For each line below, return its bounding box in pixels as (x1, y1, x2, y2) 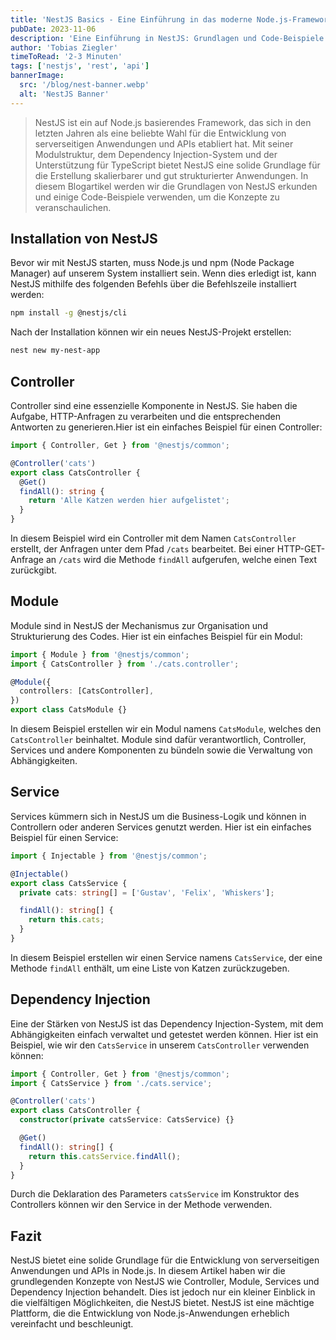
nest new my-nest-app (10, 346, 101, 356)
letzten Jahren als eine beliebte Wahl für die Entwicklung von (34, 127, 287, 139)
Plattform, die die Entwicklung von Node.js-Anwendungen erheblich (10, 1307, 290, 1320)
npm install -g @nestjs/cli (10, 308, 128, 318)
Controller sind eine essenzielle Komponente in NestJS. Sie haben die (10, 400, 298, 411)
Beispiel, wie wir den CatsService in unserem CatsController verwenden (10, 1039, 310, 1051)
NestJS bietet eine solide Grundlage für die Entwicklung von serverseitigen (10, 1254, 320, 1266)
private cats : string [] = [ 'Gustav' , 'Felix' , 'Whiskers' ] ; (19, 887, 275, 898)
